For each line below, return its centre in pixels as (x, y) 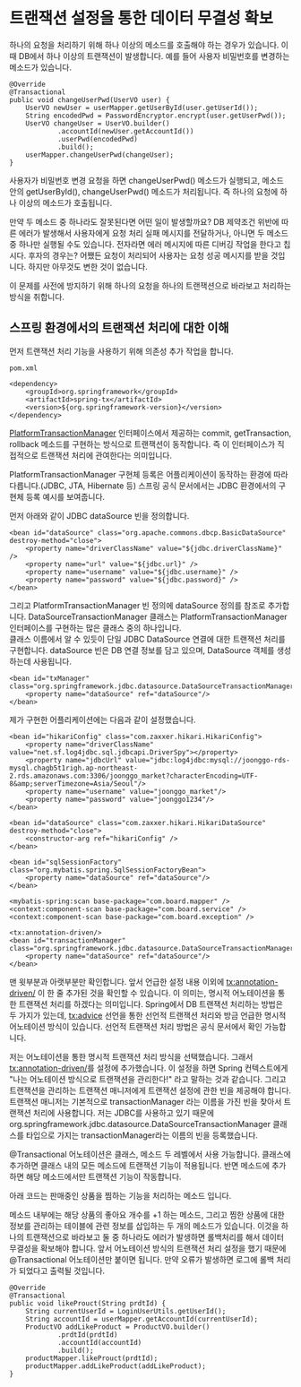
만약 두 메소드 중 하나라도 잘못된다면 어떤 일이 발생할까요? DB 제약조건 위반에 (144, 221)
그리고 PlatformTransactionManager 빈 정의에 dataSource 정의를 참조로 (138, 605)
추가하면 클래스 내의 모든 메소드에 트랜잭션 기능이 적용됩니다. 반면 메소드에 (140, 1165)
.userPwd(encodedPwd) (98, 139)
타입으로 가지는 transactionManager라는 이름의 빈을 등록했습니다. (142, 1135)
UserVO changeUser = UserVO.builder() (98, 123)
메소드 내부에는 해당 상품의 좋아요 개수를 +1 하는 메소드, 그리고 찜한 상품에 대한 (147, 1214)
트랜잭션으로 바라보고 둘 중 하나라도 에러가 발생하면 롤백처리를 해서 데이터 (155, 1236)
